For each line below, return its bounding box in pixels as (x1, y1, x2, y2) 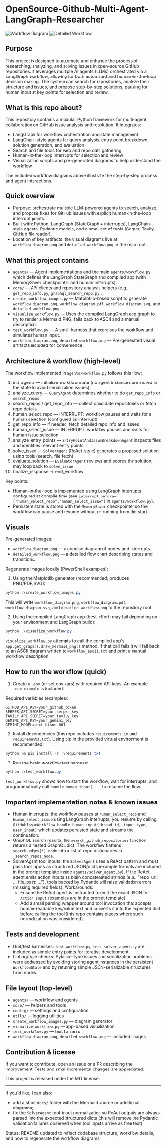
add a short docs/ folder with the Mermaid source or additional (12, 1100, 140, 1106)
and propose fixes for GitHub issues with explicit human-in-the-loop (12, 210, 152, 216)
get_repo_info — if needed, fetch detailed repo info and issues (12, 421, 139, 427)
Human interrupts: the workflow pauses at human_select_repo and (12, 811, 146, 817)
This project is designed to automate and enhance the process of (5, 58, 138, 64)
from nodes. (12, 969, 38, 975)
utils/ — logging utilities (12, 1013, 64, 1019)
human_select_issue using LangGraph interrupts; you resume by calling (12, 816, 157, 822)
